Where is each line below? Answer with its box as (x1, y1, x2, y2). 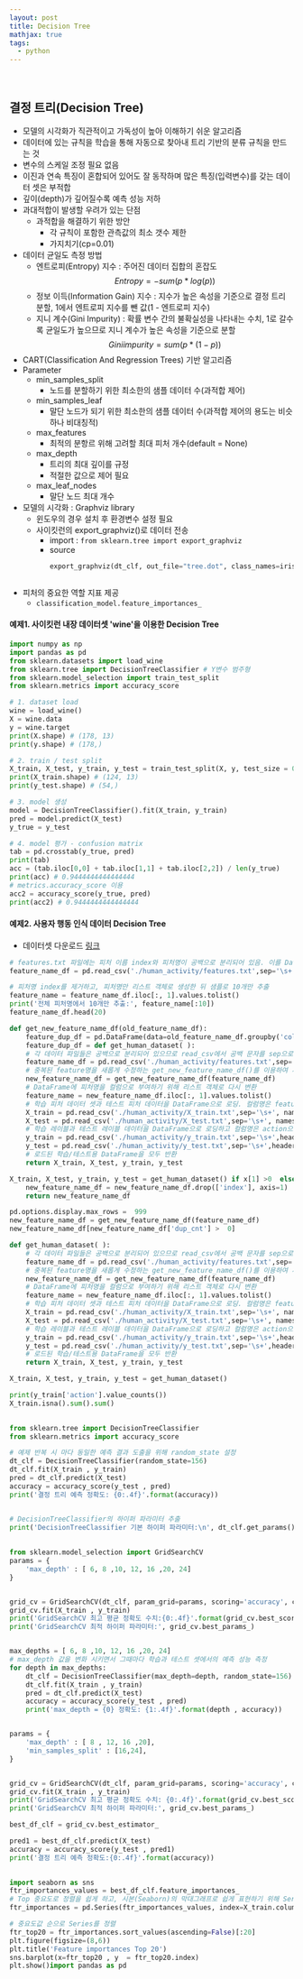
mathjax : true (9, 30, 63, 39)
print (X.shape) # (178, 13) (9, 732, 115, 741)
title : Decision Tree (9, 22, 91, 31)
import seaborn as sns (9, 1878, 95, 1887)
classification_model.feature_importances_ (35, 599, 203, 608)
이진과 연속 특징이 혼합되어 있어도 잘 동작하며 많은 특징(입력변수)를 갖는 (22, 170, 274, 181)
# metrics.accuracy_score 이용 (9, 880, 124, 889)
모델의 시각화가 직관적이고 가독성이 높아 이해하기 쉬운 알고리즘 (22, 125, 242, 136)
